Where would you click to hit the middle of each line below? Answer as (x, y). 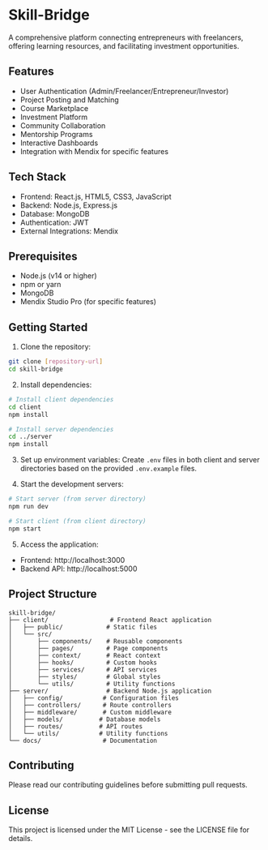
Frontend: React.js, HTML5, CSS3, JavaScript (96, 196)
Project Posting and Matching (69, 100)
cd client (25, 407)
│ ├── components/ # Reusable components (96, 641)
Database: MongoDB (55, 213)
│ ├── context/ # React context (85, 655)
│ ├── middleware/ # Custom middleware (90, 712)
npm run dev (28, 507)
